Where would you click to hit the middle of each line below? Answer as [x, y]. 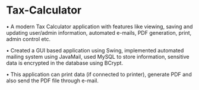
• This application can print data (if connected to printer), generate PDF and [99, 74]
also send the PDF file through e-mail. [53, 81]
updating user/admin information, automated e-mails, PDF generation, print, [99, 32]
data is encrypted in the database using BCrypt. [65, 63]
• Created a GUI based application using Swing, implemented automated [95, 50]
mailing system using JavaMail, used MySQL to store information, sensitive [98, 56]
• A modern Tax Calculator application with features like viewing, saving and [99, 26]
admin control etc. [28, 39]
